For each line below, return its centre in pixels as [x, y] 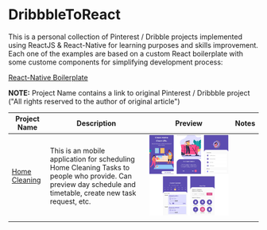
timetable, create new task [93, 193]
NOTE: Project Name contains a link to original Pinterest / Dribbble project [129, 92]
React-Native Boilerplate [48, 77]
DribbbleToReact [65, 15]
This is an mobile [78, 150]
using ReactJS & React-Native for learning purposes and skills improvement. [133, 45]
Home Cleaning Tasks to [90, 167]
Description [97, 123]
